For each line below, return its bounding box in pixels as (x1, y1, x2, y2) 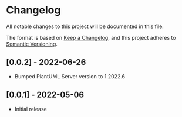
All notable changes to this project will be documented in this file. (6, 23, 164, 30)
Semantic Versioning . (6, 40, 58, 47)
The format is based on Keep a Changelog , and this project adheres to (6, 34, 176, 41)
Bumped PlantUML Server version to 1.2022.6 (14, 73, 126, 80)
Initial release (14, 105, 47, 112)
